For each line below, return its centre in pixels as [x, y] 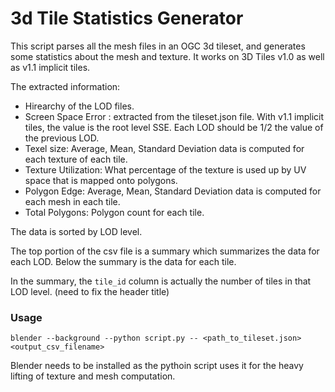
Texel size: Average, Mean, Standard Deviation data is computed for [164, 148]
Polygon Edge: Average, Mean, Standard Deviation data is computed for [173, 191]
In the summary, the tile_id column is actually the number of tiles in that [161, 281]
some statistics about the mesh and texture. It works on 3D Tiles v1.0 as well [167, 56]
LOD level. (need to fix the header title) [90, 291]
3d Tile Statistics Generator [127, 18]
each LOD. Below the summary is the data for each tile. [123, 261]
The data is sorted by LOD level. [76, 231]
